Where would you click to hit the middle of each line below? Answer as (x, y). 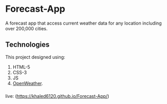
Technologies (28, 45)
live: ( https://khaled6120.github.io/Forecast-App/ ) (57, 96)
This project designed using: (35, 57)
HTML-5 (21, 67)
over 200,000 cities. (26, 28)
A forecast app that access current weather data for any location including (83, 23)
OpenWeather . (28, 83)
